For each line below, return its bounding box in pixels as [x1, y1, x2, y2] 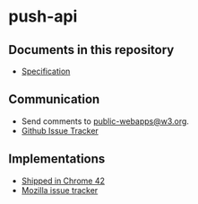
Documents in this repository [8, 42, 175, 58]
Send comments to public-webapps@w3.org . [21, 115, 190, 127]
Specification [21, 66, 71, 76]
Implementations [8, 151, 106, 167]
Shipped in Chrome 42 [21, 175, 105, 186]
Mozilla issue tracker [21, 184, 99, 195]
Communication [8, 92, 100, 107]
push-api [8, 6, 78, 27]
